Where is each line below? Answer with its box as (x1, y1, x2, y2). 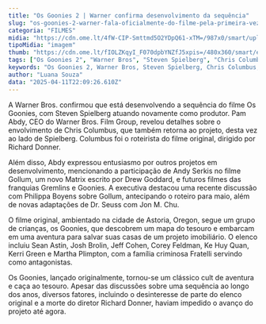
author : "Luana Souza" (8, 71, 83, 79)
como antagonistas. (8, 257, 73, 267)
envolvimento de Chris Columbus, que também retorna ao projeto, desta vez (8, 125, 258, 135)
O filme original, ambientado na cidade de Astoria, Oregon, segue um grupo (8, 215, 256, 225)
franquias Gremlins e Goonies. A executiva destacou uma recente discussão (8, 183, 257, 192)
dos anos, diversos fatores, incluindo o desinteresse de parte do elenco (8, 289, 242, 299)
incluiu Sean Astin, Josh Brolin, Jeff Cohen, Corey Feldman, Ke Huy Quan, (8, 240, 249, 250)
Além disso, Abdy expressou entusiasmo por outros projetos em (8, 157, 218, 167)
